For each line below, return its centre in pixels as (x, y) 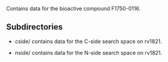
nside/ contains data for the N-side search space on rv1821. (88, 53)
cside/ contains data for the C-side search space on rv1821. (88, 41)
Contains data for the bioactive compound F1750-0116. (74, 9)
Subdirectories (34, 27)
